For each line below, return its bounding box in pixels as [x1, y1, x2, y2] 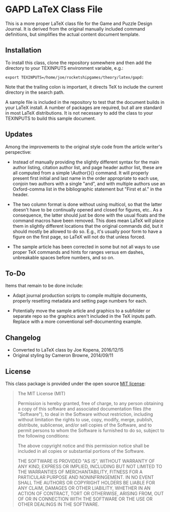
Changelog [5, 333, 41, 342]
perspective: [5, 149, 31, 155]
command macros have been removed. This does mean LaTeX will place [12, 218, 164, 224]
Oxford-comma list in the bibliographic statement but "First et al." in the [12, 186, 162, 192]
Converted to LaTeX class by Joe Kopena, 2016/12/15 [12, 347, 124, 353]
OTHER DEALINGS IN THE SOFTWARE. [17, 501, 99, 507]
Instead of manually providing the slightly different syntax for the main [12, 159, 159, 165]
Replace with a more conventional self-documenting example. [12, 318, 142, 325]
